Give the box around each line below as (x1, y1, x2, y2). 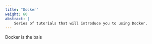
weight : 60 (5, 12, 28, 17)
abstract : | (5, 16, 30, 21)
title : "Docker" (5, 7, 39, 12)
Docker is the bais (5, 34, 42, 40)
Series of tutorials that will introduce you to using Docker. (14, 21, 148, 26)
